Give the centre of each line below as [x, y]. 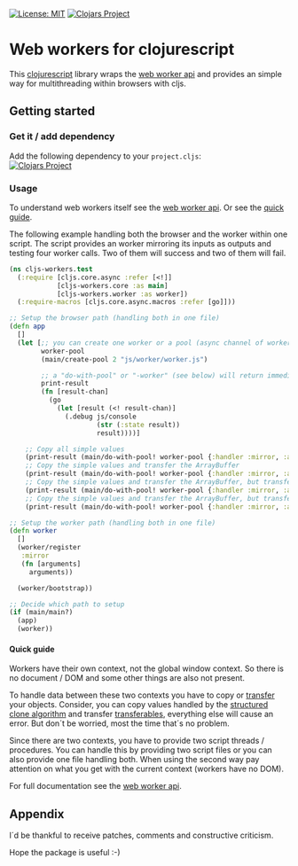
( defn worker [33, 531]
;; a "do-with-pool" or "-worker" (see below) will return [153, 375]
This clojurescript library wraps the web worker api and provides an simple [145, 74]
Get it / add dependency [62, 137]
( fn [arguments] [51, 564]
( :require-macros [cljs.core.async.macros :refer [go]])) [127, 302]
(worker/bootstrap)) [55, 588]
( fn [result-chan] [75, 392]
